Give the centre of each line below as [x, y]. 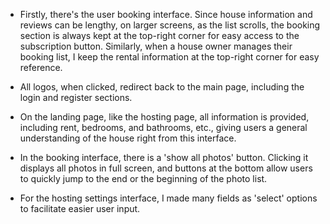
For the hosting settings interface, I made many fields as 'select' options [168, 198]
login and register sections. [76, 97]
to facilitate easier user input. [80, 208]
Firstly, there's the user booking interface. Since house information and [166, 14]
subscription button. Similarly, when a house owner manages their [156, 46]
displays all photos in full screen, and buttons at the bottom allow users [166, 168]
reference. [41, 67]
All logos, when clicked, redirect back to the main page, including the [162, 87]
